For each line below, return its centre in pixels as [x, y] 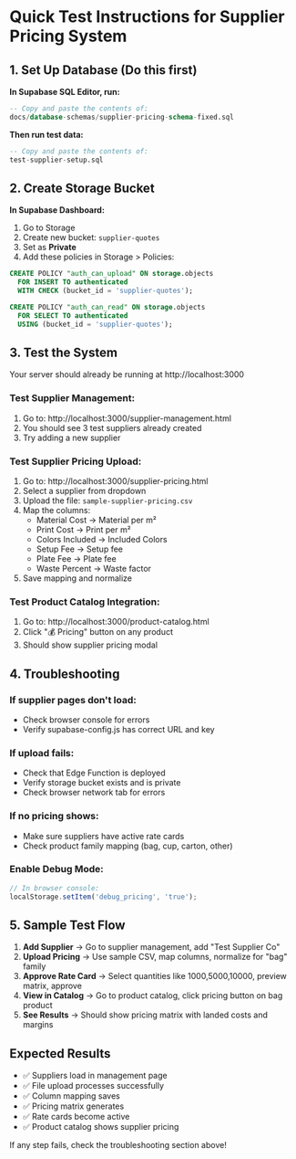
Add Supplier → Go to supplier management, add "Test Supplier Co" [151, 947]
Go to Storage [49, 228]
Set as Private [49, 248]
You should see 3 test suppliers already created [112, 427]
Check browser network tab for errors [94, 793]
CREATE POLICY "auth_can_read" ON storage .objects [107, 307]
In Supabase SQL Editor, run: [65, 92]
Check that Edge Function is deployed [94, 773]
